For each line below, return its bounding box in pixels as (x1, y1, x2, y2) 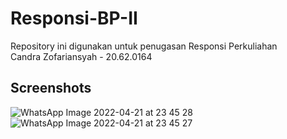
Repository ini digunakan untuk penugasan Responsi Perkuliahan (10, 40, 278, 52)
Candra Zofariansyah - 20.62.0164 (10, 50, 153, 62)
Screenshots (10, 80, 92, 97)
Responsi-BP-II (10, 7, 138, 30)
